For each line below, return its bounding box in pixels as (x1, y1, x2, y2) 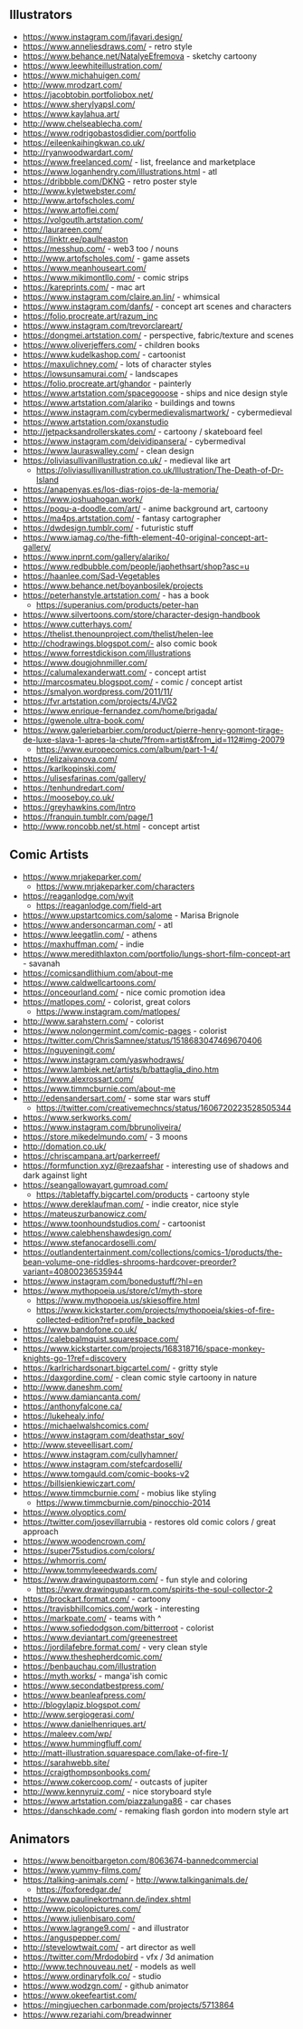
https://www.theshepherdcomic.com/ (22, 1651, 163, 1662)
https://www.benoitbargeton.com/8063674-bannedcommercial (22, 1855, 259, 1866)
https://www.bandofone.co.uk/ (22, 1323, 137, 1335)
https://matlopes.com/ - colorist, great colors (22, 996, 192, 1007)
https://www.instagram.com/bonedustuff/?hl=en (22, 1275, 204, 1286)
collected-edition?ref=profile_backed (35, 1314, 175, 1325)
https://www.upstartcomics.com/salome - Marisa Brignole (22, 910, 240, 921)
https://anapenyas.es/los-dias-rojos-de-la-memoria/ (22, 484, 219, 495)
